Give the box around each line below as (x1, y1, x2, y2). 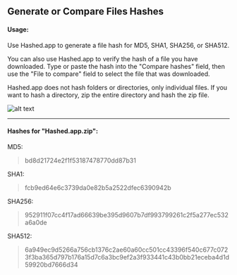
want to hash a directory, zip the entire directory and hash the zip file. (7, 91, 209, 99)
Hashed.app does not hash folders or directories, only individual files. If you (7, 83, 228, 91)
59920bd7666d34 (24, 260, 78, 269)
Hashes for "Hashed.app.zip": (7, 127, 99, 136)
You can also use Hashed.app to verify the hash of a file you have (7, 54, 198, 63)
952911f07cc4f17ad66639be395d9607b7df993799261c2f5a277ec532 (24, 210, 229, 219)
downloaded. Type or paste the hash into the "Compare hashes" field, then (7, 62, 226, 70)
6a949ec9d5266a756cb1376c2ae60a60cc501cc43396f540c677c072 (24, 245, 229, 254)
